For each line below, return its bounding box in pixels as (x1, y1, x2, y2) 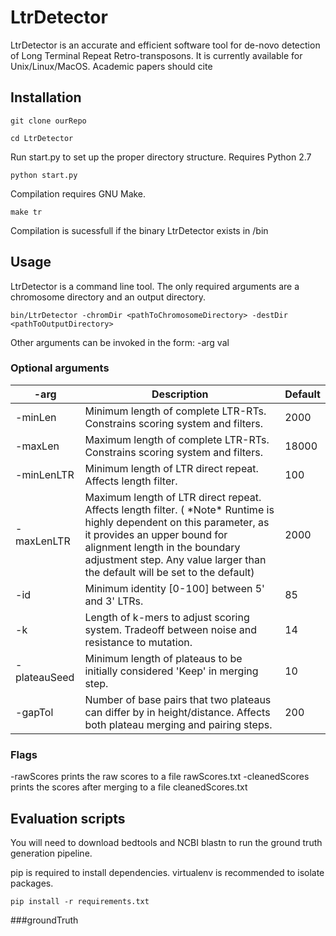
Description (151, 387, 209, 401)
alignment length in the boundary (84, 540, 241, 554)
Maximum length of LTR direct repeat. (84, 490, 262, 504)
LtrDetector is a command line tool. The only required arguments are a (10, 280, 300, 292)
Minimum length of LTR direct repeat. (84, 461, 259, 475)
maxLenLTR (15, 534, 71, 548)
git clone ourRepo (10, 116, 87, 126)
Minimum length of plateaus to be (84, 651, 243, 665)
